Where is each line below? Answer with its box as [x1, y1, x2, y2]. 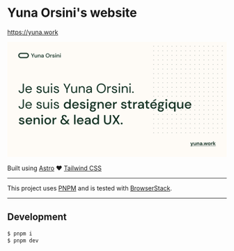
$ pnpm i [7, 230, 33, 238]
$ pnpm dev [7, 237, 39, 245]
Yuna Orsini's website [7, 5, 137, 21]
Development [7, 211, 68, 222]
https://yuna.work [7, 28, 58, 36]
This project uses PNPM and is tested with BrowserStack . [7, 184, 173, 192]
